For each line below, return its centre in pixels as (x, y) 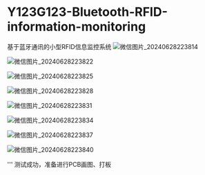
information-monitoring (77, 27)
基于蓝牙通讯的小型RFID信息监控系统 (59, 46)
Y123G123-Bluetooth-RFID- (87, 12)
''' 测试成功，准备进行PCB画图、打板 (59, 164)
